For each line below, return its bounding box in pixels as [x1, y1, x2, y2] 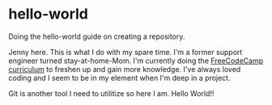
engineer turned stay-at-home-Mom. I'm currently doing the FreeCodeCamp [8, 56, 264, 65]
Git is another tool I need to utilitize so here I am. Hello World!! [8, 88, 215, 98]
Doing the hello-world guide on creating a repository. [8, 31, 185, 41]
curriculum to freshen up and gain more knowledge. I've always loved [8, 64, 241, 73]
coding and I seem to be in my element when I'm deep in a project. [8, 73, 231, 82]
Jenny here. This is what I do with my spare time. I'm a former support [8, 47, 243, 57]
